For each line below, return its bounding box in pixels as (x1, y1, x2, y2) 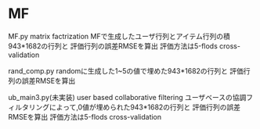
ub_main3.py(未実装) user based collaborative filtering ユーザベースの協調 (8, 92, 247, 102)
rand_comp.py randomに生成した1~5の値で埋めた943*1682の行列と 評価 (8, 66, 244, 75)
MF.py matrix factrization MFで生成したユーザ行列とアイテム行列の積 (8, 31, 231, 41)
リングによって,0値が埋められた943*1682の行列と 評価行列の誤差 (28, 102, 241, 112)
